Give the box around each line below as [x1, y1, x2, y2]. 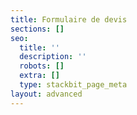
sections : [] [10, 24, 65, 34]
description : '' [19, 52, 87, 62]
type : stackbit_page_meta [19, 80, 128, 90]
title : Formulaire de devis [10, 14, 128, 25]
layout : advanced [10, 89, 83, 99]
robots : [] [19, 61, 65, 71]
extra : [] [19, 71, 60, 81]
